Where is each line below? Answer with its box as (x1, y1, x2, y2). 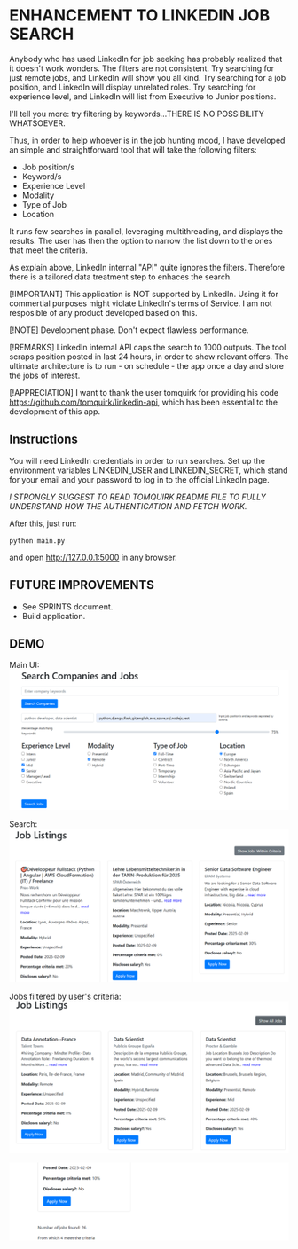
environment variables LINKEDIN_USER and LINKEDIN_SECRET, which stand (9, 465, 288, 475)
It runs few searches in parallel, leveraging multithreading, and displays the (9, 225, 284, 236)
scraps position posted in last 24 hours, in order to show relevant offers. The (9, 351, 289, 362)
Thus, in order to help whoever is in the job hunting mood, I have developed (9, 135, 286, 145)
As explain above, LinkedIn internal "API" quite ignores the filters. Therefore (9, 262, 286, 272)
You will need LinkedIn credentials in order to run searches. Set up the (9, 455, 266, 466)
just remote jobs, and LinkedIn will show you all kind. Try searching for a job (9, 72, 286, 82)
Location (21, 208, 55, 219)
